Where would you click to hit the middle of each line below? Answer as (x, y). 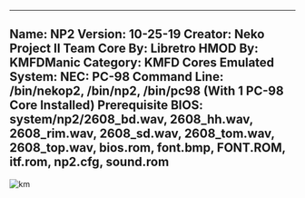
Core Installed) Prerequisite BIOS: (106, 105)
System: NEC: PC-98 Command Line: (117, 77)
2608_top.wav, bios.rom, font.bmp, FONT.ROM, (148, 148)
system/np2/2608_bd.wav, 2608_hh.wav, (132, 119)
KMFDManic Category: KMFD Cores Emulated (142, 63)
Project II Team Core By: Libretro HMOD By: (134, 49)
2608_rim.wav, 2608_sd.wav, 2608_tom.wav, (142, 134)
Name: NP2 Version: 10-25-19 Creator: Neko (137, 34)
